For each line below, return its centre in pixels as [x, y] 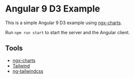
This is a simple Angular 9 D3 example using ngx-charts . [63, 23]
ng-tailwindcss [28, 71]
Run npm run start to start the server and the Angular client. [68, 32]
